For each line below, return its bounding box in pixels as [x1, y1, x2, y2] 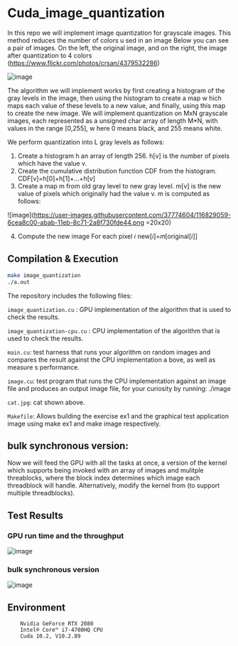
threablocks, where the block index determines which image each [7, 474, 200, 483]
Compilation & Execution [7, 253, 119, 265]
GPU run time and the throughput [7, 531, 124, 541]
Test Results [7, 510, 64, 522]
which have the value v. [17, 158, 87, 168]
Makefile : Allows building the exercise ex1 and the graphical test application [7, 411, 229, 420]
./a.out [7, 279, 31, 286]
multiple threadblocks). [7, 489, 75, 497]
